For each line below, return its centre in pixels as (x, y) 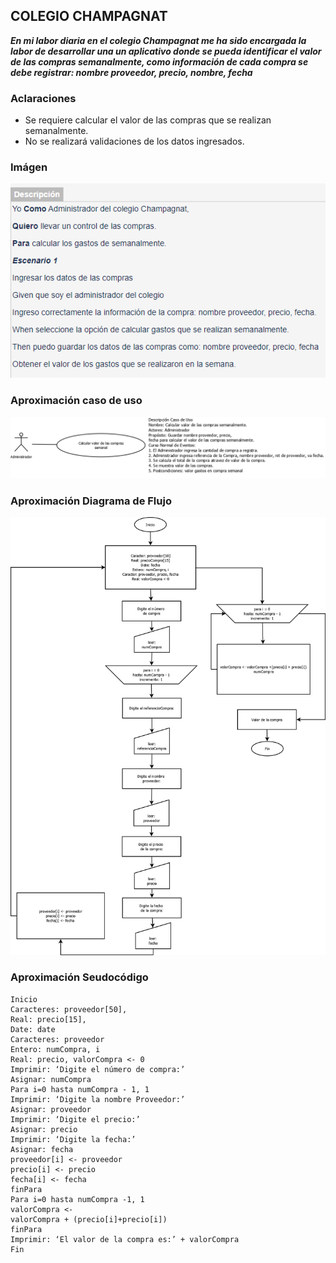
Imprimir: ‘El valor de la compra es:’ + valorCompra (125, 1239)
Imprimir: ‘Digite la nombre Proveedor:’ (98, 1099)
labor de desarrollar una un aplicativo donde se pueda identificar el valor (166, 51)
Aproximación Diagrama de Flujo (91, 501)
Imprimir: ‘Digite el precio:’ (75, 1119)
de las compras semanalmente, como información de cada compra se (159, 61)
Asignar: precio (44, 1129)
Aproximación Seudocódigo (79, 977)
